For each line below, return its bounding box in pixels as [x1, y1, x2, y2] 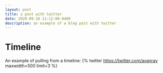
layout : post [5, 7, 32, 12]
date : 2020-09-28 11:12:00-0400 [5, 16, 71, 21]
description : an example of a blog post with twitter [5, 20, 117, 26]
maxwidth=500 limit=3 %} [5, 63, 57, 69]
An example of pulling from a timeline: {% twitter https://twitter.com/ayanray [5, 58, 158, 64]
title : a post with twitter [5, 12, 62, 17]
